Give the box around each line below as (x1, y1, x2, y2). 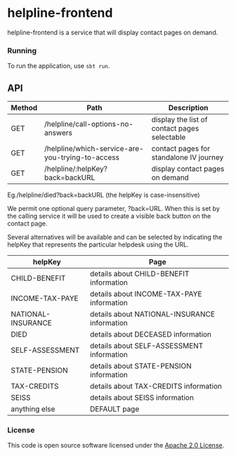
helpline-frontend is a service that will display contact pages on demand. (7, 28, 218, 37)
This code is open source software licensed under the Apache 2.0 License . (7, 441, 225, 450)
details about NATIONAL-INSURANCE (90, 309, 216, 319)
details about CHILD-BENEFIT (90, 269, 190, 279)
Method (11, 103, 38, 113)
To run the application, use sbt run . (7, 62, 110, 70)
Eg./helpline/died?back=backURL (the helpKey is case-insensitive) (7, 191, 200, 200)
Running (7, 46, 37, 56)
